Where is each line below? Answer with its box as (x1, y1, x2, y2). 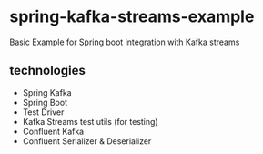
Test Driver (22, 107, 65, 118)
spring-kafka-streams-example (9, 6, 255, 27)
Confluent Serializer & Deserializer (22, 135, 152, 147)
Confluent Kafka (22, 126, 85, 137)
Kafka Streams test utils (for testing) (22, 116, 158, 127)
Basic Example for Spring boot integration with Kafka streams (9, 36, 240, 47)
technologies (9, 63, 86, 78)
